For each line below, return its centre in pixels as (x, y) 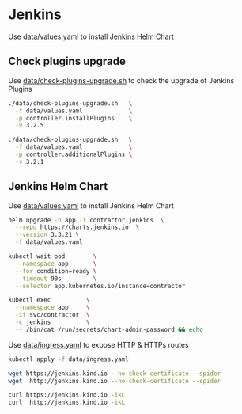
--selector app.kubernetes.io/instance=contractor (100, 286)
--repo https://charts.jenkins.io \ (78, 227)
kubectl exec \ (49, 300)
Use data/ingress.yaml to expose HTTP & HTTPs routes (98, 344)
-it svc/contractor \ (53, 315)
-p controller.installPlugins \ (74, 118)
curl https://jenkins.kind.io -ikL (67, 395)
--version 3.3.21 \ (47, 235)
